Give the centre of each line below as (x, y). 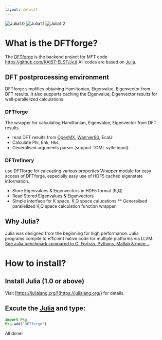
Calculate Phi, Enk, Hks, (36, 142)
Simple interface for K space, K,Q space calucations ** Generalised (80, 201)
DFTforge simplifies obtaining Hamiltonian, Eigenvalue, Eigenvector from (78, 89)
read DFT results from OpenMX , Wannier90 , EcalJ (62, 137)
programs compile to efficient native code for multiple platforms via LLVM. (79, 238)
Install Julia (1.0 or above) (45, 281)
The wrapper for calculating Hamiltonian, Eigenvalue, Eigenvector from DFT (81, 122)
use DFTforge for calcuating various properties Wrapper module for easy (78, 171)
